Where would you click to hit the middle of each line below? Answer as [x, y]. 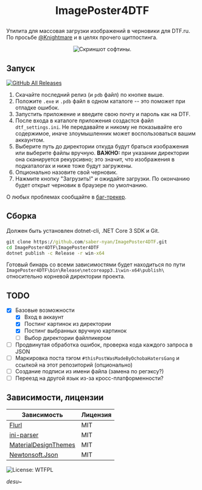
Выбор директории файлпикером [68, 337]
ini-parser [24, 435]
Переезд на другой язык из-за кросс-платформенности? [89, 378]
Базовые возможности [45, 310]
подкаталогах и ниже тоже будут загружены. [74, 166]
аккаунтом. [30, 140]
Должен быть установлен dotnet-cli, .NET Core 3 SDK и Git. [83, 230]
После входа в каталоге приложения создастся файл [84, 120]
